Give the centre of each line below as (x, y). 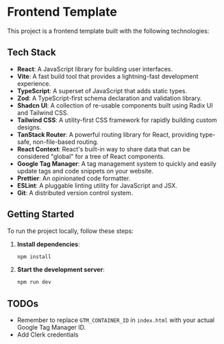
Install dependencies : (48, 244)
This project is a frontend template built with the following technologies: (108, 31)
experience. (34, 84)
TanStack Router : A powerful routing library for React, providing (108, 134)
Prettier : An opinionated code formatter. (74, 178)
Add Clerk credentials (48, 335)
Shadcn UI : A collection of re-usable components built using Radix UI (115, 105)
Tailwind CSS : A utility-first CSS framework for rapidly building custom (117, 120)
